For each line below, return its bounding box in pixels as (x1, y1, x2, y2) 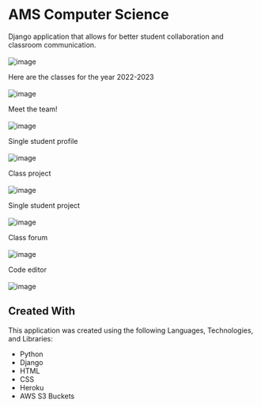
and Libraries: (8, 334, 54, 343)
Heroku (19, 383, 44, 392)
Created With (8, 304, 75, 318)
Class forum (8, 232, 48, 242)
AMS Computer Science (8, 6, 169, 24)
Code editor (8, 265, 47, 274)
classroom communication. (8, 40, 96, 49)
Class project (8, 168, 51, 178)
